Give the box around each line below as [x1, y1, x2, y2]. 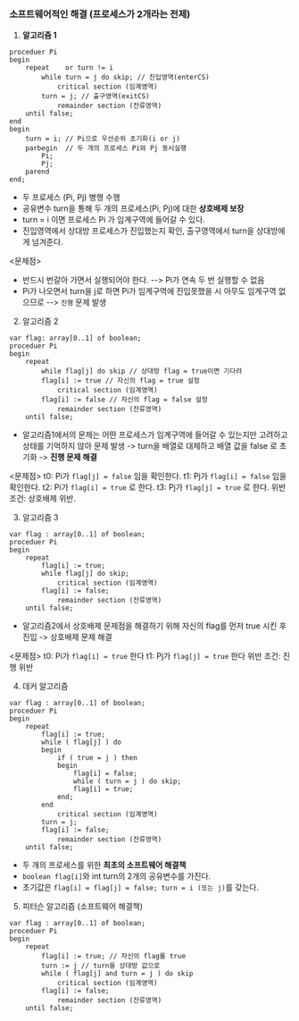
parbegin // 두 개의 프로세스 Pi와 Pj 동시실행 [25, 144, 187, 153]
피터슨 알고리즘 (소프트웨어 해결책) [21, 901, 144, 912]
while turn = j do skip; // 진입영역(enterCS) [41, 73, 210, 82]
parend [25, 167, 50, 176]
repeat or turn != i [25, 63, 114, 72]
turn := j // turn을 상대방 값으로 [41, 961, 161, 971]
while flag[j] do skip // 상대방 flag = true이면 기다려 [41, 367, 243, 376]
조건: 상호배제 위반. [9, 494, 76, 504]
